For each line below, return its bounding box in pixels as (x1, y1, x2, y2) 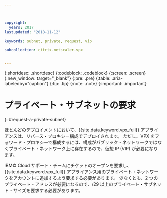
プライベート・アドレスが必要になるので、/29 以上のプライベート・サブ (4, 181, 153, 187)
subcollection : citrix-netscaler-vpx (4, 48, 83, 53)
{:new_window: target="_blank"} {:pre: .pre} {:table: (4, 75, 111, 81)
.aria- (111, 75, 123, 81)
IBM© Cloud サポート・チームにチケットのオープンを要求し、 (4, 163, 132, 169)
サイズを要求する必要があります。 (13, 188, 83, 194)
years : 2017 (9, 25, 34, 30)
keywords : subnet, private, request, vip (4, 38, 92, 44)
